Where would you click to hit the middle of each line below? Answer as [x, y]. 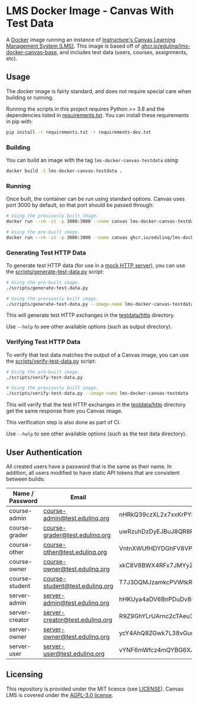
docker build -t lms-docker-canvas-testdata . [64, 171]
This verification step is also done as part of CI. [63, 422]
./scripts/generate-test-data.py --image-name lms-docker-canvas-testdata [100, 304]
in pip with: [19, 121]
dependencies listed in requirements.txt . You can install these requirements [98, 115]
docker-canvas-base [32, 52]
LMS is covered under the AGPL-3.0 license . [60, 695]
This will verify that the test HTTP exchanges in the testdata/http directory [96, 405]
